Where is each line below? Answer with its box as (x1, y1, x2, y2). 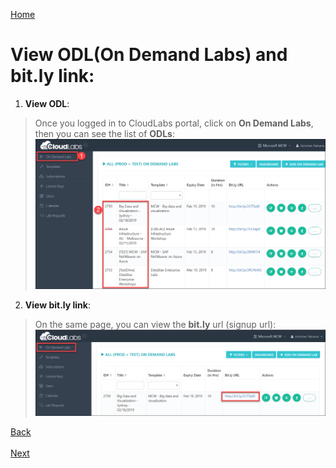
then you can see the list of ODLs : (34, 127, 175, 139)
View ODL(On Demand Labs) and (10, 44, 288, 66)
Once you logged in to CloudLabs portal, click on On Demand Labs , (34, 117, 314, 129)
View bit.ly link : (24, 299, 91, 311)
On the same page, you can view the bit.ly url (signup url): (34, 318, 277, 330)
